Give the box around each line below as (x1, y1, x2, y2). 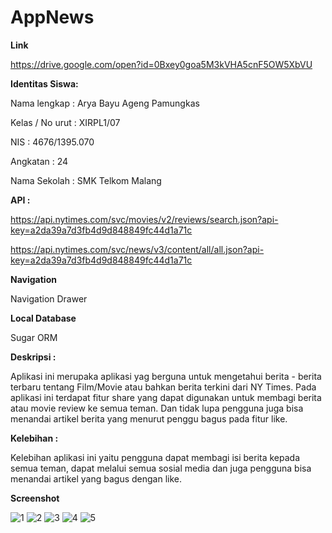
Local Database (10, 312, 77, 324)
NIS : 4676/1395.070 (10, 136, 95, 148)
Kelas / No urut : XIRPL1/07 (10, 116, 121, 128)
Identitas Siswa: (10, 77, 79, 90)
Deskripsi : (10, 351, 57, 363)
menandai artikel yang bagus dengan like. (10, 472, 182, 485)
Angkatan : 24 (10, 155, 69, 167)
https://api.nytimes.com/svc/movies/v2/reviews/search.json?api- (10, 213, 279, 225)
